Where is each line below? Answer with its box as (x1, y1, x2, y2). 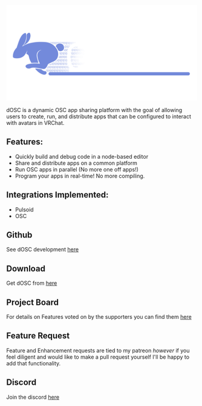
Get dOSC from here (6, 279, 57, 287)
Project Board (6, 297, 59, 307)
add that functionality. (6, 359, 61, 367)
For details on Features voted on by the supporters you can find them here (6, 313, 192, 321)
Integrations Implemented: (6, 190, 109, 200)
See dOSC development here (6, 246, 79, 253)
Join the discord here (6, 393, 59, 401)
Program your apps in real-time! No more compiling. (15, 172, 145, 179)
